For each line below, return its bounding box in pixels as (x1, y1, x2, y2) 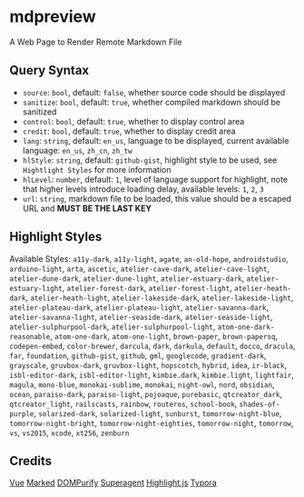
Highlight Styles (9, 229, 103, 244)
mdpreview (9, 6, 97, 27)
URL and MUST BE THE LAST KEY (22, 203, 152, 214)
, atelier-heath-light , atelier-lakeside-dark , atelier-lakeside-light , (25, 292, 294, 303)
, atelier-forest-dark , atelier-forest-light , (62, 282, 233, 293)
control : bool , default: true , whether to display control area (22, 115, 245, 126)
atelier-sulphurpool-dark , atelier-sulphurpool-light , (9, 321, 216, 332)
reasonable (9, 332, 51, 342)
